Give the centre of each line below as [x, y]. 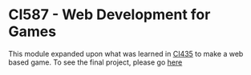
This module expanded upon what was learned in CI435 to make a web [126, 53]
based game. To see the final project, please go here [95, 62]
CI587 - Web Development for [109, 15]
